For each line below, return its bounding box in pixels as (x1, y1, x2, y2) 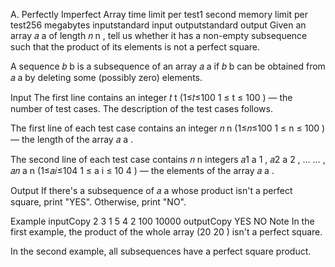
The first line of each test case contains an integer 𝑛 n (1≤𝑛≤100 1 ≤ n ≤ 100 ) (10, 122, 326, 134)
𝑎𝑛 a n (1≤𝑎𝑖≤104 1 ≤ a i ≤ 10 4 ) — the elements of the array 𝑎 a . (10, 165, 275, 176)
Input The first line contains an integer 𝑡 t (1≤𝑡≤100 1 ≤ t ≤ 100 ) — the (10, 92, 293, 103)
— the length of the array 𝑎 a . (10, 134, 134, 145)
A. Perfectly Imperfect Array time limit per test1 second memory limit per (10, 9, 308, 20)
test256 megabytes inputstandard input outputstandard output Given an (10, 19, 307, 31)
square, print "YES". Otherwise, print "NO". (10, 196, 187, 208)
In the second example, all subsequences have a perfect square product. (10, 245, 312, 257)
